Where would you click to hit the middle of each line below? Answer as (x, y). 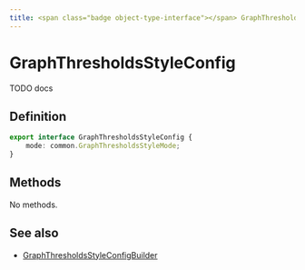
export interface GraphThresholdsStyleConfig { (101, 137)
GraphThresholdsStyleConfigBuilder (90, 255)
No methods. (34, 205)
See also (34, 233)
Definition (38, 116)
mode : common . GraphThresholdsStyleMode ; (103, 146)
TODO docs (31, 88)
